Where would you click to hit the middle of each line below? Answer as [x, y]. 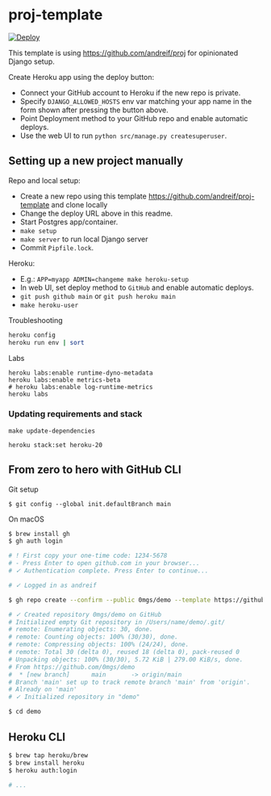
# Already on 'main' [43, 689]
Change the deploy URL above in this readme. [96, 213]
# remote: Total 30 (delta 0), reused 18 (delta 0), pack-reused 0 [124, 652]
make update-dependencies [52, 431]
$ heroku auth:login [43, 770]
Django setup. [31, 61]
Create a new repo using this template [83, 196]
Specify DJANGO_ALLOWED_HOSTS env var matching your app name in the [136, 101]
